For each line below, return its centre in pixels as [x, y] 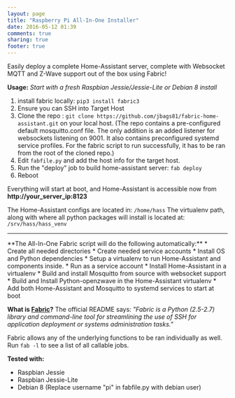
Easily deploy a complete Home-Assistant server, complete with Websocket [116, 66]
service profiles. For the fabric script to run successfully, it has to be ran [121, 145]
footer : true [26, 46]
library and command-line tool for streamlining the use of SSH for [102, 317]
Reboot [28, 175]
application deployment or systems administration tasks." [90, 324]
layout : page [26, 14]
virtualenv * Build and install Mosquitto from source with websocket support [117, 273]
